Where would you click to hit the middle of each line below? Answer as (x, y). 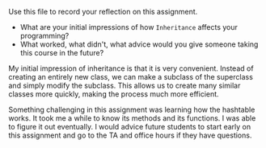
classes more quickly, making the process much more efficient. (114, 94)
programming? (44, 36)
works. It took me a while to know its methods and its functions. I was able (132, 118)
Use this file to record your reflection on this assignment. (103, 12)
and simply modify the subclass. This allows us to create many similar (125, 85)
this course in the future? (62, 53)
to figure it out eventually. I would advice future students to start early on (130, 127)
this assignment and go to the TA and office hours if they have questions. (130, 135)
